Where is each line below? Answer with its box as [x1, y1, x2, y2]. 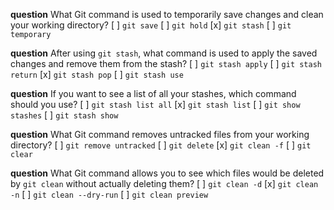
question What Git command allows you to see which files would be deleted [10, 167, 325, 179]
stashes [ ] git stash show [10, 109, 119, 121]
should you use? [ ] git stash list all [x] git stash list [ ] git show [10, 99, 301, 110]
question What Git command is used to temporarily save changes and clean [10, 9, 324, 20]
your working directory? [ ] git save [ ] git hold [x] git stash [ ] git [10, 19, 292, 31]
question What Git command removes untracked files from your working [10, 129, 310, 140]
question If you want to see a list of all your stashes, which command [10, 88, 297, 99]
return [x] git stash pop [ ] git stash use [10, 69, 184, 80]
